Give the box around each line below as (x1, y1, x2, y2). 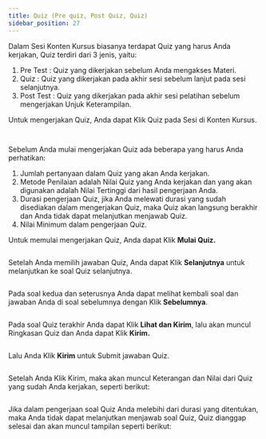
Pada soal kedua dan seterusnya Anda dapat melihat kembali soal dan (8, 288, 239, 298)
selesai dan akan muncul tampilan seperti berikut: (8, 421, 172, 431)
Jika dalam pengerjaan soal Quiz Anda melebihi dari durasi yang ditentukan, (8, 404, 259, 413)
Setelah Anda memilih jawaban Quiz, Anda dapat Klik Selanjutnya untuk (8, 257, 245, 267)
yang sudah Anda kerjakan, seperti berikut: (8, 381, 150, 391)
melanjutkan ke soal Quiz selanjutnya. (8, 266, 133, 276)
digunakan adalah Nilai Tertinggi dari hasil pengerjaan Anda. (19, 185, 218, 195)
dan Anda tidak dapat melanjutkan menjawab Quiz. (19, 211, 188, 220)
